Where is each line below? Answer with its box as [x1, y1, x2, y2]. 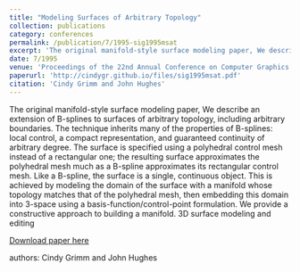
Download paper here [9, 235, 89, 245]
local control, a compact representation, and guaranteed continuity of [9, 132, 265, 143]
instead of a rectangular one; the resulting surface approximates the [9, 151, 261, 161]
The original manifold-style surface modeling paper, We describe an [9, 103, 261, 114]
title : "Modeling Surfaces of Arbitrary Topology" [9, 12, 202, 22]
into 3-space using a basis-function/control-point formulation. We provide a [9, 198, 288, 210]
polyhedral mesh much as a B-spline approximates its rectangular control [9, 161, 279, 171]
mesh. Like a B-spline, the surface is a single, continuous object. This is [9, 170, 273, 181]
